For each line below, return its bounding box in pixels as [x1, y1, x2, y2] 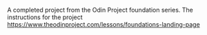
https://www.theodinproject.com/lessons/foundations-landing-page [7, 21, 200, 28]
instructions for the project [7, 13, 83, 21]
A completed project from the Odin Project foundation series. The [7, 6, 193, 14]
